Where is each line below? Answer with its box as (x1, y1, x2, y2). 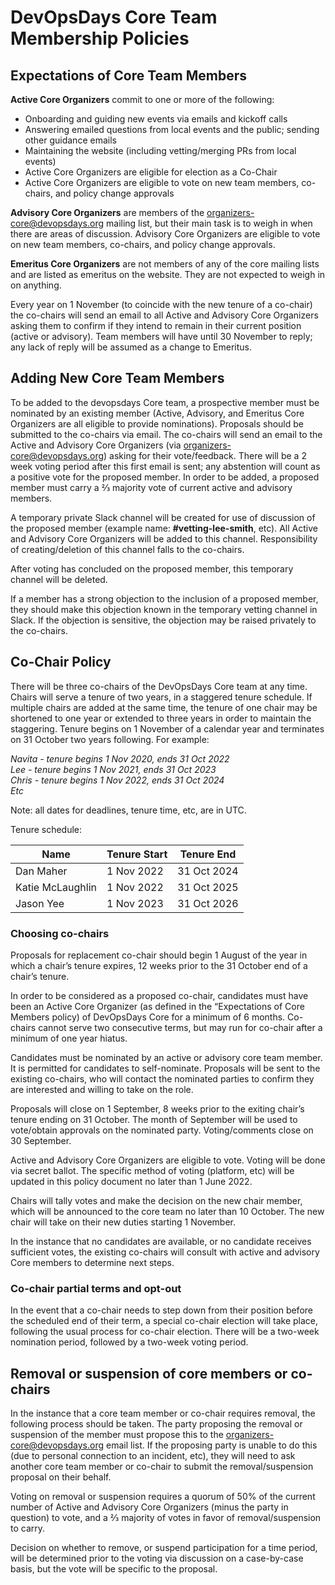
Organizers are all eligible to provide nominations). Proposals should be (10, 417, 304, 430)
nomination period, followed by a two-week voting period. (10, 1336, 249, 1348)
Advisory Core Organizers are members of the (10, 207, 205, 218)
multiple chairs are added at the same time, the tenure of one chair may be (10, 701, 318, 713)
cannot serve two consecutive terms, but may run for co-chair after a (38, 1021, 323, 1033)
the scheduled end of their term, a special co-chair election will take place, (10, 1315, 319, 1327)
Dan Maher (15, 864, 68, 878)
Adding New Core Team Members (10, 370, 225, 387)
